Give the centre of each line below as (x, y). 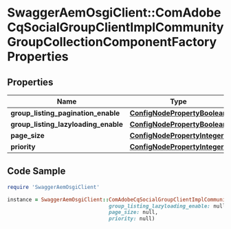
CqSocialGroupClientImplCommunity (115, 27)
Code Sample (36, 171)
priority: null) (132, 219)
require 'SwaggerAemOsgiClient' (53, 187)
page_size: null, (133, 212)
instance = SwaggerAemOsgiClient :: (58, 199)
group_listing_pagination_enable (65, 113)
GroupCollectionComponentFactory (112, 42)
